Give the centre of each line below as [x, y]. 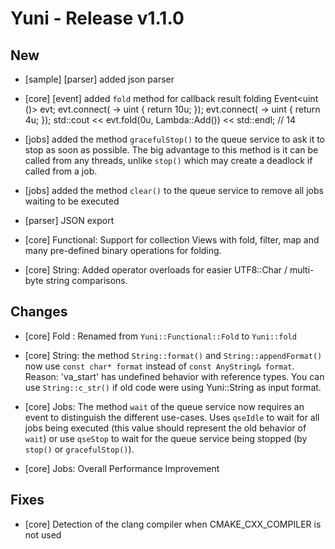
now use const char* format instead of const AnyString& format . [159, 366]
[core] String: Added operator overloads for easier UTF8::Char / [156, 270]
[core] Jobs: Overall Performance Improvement [122, 468]
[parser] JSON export [69, 220]
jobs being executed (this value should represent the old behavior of [165, 428]
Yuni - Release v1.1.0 [97, 18]
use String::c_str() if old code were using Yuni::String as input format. [173, 387]
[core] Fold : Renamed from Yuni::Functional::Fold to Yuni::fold [160, 336]
